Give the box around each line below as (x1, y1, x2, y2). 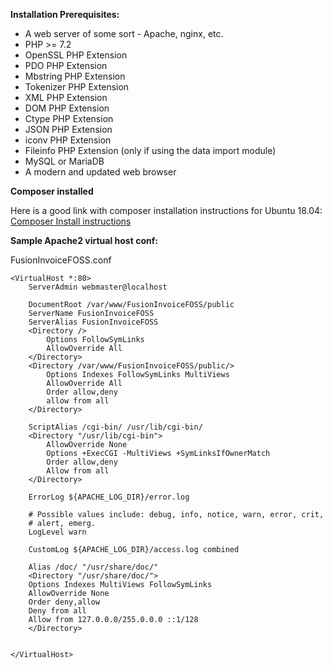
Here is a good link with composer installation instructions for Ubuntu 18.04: (10, 205, 323, 216)
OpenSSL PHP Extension (24, 49, 128, 61)
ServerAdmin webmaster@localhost (28, 282, 168, 292)
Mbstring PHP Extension (24, 70, 126, 82)
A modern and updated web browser (24, 166, 177, 178)
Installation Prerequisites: (10, 9, 120, 20)
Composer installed (10, 185, 94, 197)
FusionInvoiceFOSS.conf (10, 254, 112, 266)
